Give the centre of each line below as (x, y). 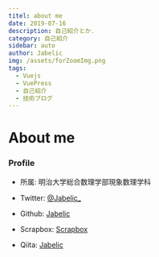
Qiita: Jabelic (42, 245)
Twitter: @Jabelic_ (51, 197)
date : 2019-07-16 (37, 23)
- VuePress (34, 83)
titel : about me (35, 16)
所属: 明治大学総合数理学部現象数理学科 (85, 181)
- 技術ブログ (35, 98)
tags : (17, 68)
